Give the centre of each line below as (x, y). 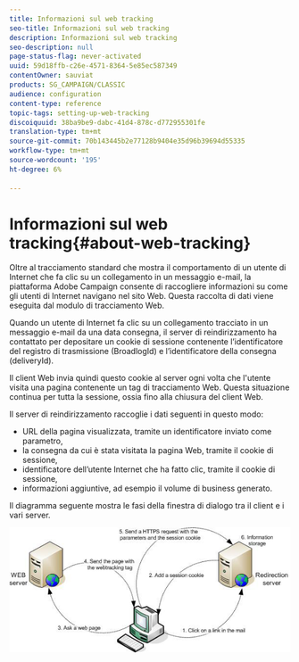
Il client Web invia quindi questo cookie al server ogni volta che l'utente (140, 378)
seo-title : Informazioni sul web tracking (89, 28)
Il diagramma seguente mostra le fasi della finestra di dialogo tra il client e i (147, 506)
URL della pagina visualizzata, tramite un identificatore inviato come (147, 432)
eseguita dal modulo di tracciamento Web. (87, 306)
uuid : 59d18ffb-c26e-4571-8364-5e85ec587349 (93, 66)
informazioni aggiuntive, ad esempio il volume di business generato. (147, 488)
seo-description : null (51, 47)
